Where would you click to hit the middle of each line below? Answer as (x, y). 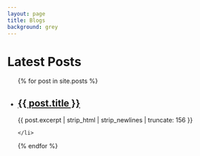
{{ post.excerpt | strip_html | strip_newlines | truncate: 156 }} (105, 120)
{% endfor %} (38, 146)
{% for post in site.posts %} (58, 81)
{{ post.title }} (49, 103)
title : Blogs (26, 20)
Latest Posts (44, 61)
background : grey (33, 27)
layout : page (26, 14)
